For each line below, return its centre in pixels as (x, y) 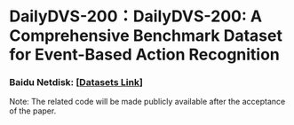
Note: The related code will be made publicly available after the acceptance (147, 102)
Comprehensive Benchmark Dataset (146, 36)
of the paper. (33, 111)
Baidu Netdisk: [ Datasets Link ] (76, 82)
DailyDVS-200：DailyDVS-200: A (136, 16)
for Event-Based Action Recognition (144, 55)
